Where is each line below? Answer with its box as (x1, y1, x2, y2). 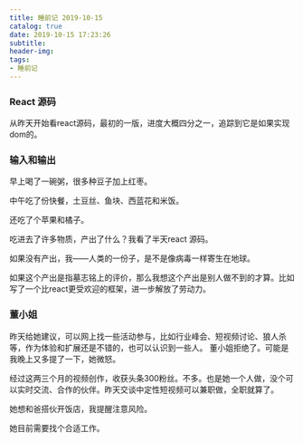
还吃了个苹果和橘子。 (9, 215, 89, 226)
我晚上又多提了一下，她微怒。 (9, 353, 120, 364)
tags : (9, 55, 30, 64)
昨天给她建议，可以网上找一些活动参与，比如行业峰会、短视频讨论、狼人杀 (9, 331, 287, 341)
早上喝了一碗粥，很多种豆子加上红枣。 (9, 176, 152, 187)
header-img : (9, 47, 54, 56)
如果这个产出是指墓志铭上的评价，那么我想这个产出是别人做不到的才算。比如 (9, 273, 295, 283)
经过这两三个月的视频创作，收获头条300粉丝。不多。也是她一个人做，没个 (9, 372, 287, 383)
